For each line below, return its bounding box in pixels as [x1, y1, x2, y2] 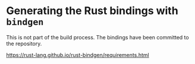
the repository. [6, 40, 42, 47]
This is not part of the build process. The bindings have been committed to [6, 33, 189, 41]
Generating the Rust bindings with [6, 4, 178, 18]
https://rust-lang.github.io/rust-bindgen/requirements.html [6, 51, 150, 58]
